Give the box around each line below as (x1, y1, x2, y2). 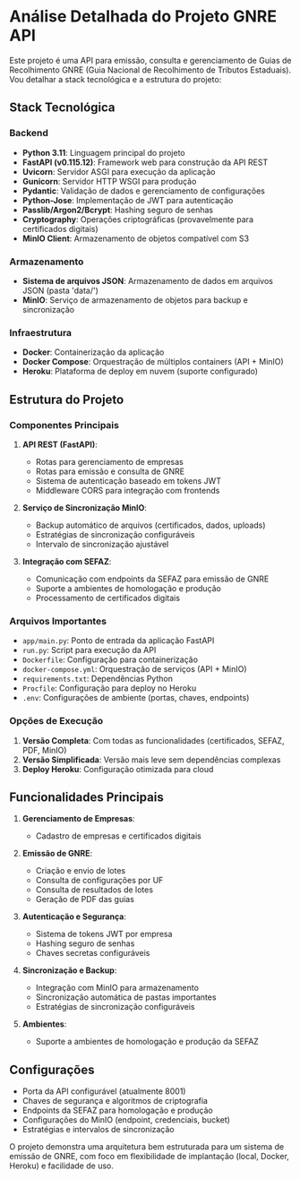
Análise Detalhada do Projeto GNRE (9, 6, 278, 27)
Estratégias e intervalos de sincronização (21, 1124, 175, 1135)
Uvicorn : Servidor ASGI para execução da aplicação (21, 166, 216, 176)
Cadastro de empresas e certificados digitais (35, 830, 201, 841)
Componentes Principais (9, 418, 119, 431)
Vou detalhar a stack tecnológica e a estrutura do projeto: (9, 73, 222, 84)
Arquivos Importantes (9, 615, 107, 627)
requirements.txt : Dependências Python (21, 674, 173, 684)
